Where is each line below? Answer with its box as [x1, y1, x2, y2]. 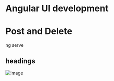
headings [5, 57, 36, 65]
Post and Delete [5, 26, 73, 37]
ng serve [5, 42, 24, 48]
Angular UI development [5, 3, 109, 14]
